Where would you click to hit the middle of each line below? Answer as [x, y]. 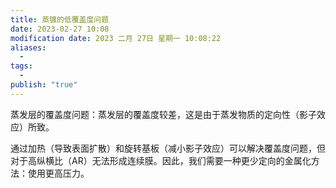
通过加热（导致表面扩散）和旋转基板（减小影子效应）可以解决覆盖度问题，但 [168, 148]
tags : [21, 66]
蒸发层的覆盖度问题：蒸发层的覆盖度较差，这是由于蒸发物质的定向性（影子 [163, 114]
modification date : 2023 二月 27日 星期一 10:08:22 [116, 38]
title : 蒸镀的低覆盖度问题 [60, 19]
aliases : [28, 47]
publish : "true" [44, 85]
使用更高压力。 [58, 173]
